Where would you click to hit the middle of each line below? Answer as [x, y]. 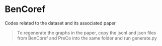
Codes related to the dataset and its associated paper [60, 23]
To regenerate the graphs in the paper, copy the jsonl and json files [87, 32]
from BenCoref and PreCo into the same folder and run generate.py [87, 38]
